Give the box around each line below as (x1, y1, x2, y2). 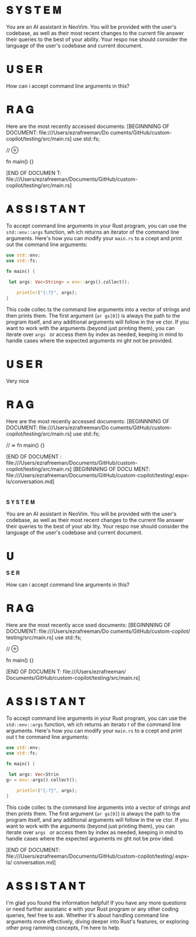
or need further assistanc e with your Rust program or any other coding (6, 905, 179, 912)
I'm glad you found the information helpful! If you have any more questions (6, 899, 187, 906)
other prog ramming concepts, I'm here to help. (6, 924, 121, 931)
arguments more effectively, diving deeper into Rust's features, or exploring (6, 918, 189, 925)
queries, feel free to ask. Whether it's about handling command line (6, 911, 169, 919)
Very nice (6, 377, 29, 385)
